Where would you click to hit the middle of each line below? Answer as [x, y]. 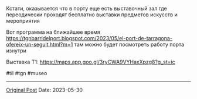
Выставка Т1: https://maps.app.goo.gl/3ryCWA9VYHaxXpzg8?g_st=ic [91, 62]
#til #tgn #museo [27, 73]
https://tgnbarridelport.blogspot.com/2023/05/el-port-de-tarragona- [89, 38]
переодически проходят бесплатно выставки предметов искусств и [92, 15]
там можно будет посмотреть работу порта [129, 44]
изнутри [16, 51]
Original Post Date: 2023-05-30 [45, 90]
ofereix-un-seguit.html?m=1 [40, 44]
